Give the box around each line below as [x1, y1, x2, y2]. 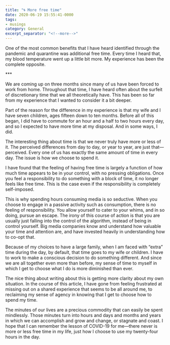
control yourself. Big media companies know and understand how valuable [5, 223, 161, 229]
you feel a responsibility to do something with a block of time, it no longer [5, 176, 159, 181]
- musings [5, 21, 26, 27]
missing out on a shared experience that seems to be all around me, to [5, 286, 153, 292]
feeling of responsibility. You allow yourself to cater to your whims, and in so [5, 207, 165, 213]
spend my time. [5, 297, 38, 303]
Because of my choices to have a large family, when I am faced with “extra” [5, 244, 163, 250]
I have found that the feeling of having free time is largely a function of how [5, 165, 163, 170]
